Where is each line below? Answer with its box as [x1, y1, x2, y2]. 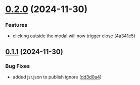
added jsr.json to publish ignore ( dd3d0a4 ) [12, 74, 102, 80]
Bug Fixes [5, 62, 30, 69]
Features [5, 22, 28, 29]
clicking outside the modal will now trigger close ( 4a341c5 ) [12, 33, 135, 39]
